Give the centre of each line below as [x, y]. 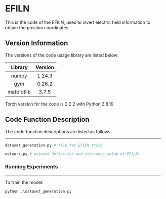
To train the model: [24, 182]
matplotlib [19, 92]
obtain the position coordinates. [38, 27]
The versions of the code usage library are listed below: [62, 55]
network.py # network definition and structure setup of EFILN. [73, 154]
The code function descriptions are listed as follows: [59, 131]
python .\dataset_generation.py [38, 191]
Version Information [37, 43]
